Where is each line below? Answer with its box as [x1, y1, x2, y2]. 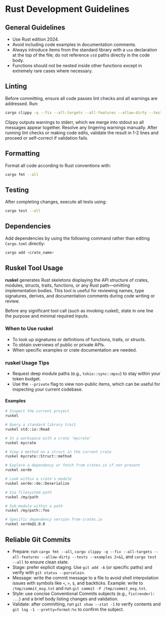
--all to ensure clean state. [12, 559, 69, 565]
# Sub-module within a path [5, 504, 63, 509]
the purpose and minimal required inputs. [5, 313, 89, 319]
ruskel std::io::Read [5, 427, 50, 432]
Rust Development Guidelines [5, 3, 130, 15]
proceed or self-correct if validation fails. [5, 135, 89, 141]
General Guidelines [5, 23, 65, 32]
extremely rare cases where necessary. [12, 68, 93, 74]
